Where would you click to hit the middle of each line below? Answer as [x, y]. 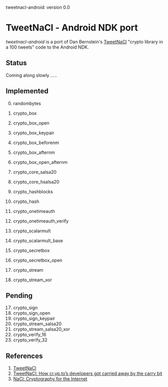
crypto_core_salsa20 [35, 172]
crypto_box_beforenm [36, 142]
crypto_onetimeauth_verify [41, 221]
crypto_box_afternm [34, 152]
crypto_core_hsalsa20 [36, 182]
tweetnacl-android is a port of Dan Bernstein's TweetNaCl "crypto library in [85, 41]
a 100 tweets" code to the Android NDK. [47, 47]
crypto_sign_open [32, 313]
